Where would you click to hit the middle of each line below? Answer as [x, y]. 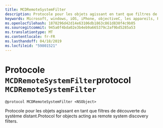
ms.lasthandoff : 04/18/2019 [33, 41]
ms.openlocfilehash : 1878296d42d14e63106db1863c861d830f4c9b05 [70, 23]
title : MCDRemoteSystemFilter [36, 9]
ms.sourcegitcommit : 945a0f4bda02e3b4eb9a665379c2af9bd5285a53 [70, 28]
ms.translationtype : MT [29, 32]
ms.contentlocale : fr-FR [30, 37]
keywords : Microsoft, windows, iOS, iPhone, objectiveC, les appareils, [80, 18]
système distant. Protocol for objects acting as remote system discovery [77, 116]
